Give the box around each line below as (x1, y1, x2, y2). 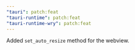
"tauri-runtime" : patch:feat (6, 15, 81, 21)
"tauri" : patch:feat (6, 9, 59, 15)
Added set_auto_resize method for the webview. (6, 37, 130, 45)
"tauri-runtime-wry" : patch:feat (6, 20, 92, 26)
